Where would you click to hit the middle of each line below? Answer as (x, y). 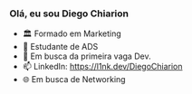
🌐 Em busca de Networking (74, 80)
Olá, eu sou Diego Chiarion (69, 14)
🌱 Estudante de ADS (60, 47)
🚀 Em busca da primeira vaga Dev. (86, 56)
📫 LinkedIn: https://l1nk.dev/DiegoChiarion (102, 67)
